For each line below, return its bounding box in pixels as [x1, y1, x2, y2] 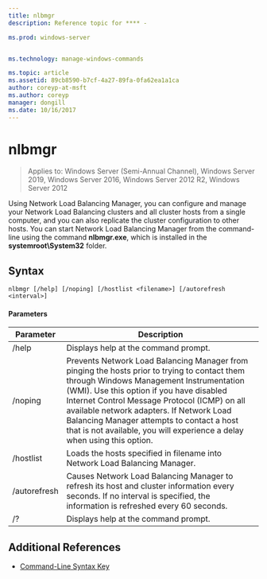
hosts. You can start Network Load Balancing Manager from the [8, 224, 217, 234]
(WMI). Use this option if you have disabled [66, 385, 228, 396]
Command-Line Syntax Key [19, 562, 110, 571]
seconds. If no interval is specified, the [66, 491, 211, 502]
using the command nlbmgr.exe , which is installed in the [21, 232, 207, 243]
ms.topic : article [8, 69, 69, 77]
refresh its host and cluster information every [66, 480, 234, 492]
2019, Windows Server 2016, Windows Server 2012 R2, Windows [27, 175, 240, 185]
